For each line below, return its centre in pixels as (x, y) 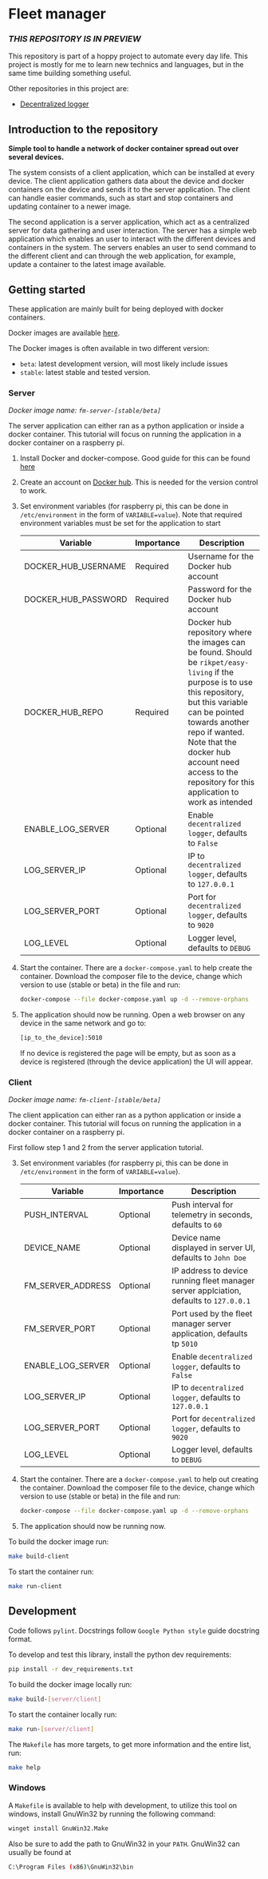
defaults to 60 (197, 1225)
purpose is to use (221, 683)
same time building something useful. (70, 74)
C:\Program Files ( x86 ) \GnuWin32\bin (71, 1867)
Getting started (47, 290)
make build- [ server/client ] (55, 1699)
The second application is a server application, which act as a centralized (129, 222)
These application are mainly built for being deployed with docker (116, 309)
